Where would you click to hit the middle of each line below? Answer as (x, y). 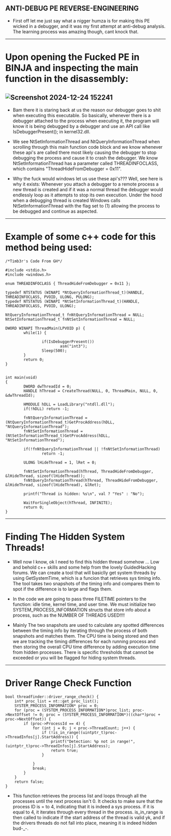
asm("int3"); (74, 346)
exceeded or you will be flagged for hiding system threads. (74, 658)
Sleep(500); (54, 351)
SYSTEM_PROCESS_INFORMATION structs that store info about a (81, 609)
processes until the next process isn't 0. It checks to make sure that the (88, 801)
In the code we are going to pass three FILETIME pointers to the (79, 599)
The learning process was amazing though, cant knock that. (76, 31)
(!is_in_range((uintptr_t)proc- (83, 732)
